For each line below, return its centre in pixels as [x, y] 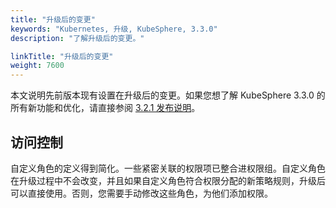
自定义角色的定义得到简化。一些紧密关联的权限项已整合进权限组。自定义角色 [168, 168]
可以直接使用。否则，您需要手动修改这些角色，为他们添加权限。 [141, 193]
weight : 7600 [37, 66]
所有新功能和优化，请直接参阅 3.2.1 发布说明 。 [105, 108]
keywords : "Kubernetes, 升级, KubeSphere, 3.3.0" [114, 29]
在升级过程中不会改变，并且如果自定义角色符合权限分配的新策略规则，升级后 [168, 180]
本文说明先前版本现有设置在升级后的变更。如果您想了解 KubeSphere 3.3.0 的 [168, 95]
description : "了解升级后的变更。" [77, 38]
